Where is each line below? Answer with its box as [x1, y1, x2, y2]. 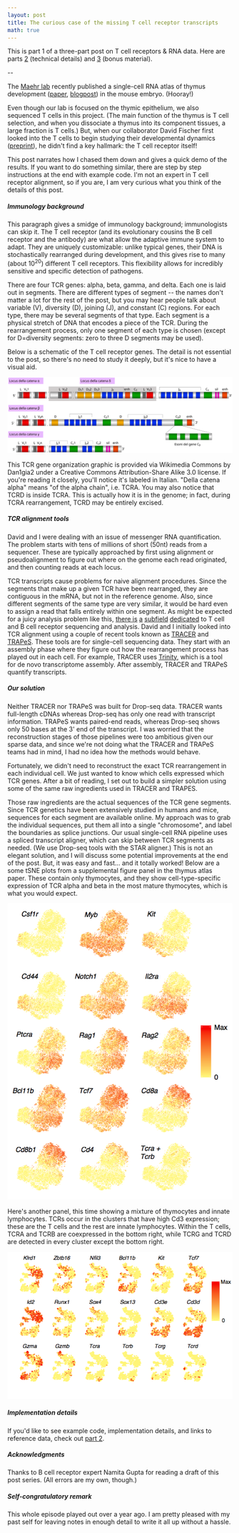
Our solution [7, 684, 45, 692]
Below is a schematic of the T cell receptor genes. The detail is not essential [7, 348, 232, 356]
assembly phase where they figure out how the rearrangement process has [7, 644, 229, 653]
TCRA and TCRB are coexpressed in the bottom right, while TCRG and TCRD [7, 1230, 232, 1238]
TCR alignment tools [7, 515, 69, 523]
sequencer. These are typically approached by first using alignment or [7, 547, 214, 556]
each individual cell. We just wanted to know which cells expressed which [7, 769, 225, 777]
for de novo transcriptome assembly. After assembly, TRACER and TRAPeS [7, 660, 228, 669]
